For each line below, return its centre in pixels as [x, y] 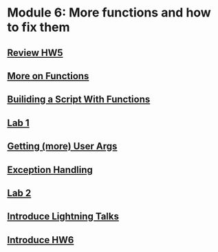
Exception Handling [50, 170]
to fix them [39, 27]
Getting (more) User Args [62, 146]
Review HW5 [35, 53]
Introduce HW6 [41, 240]
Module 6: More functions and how [109, 13]
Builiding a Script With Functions [79, 99]
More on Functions [48, 76]
